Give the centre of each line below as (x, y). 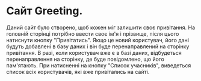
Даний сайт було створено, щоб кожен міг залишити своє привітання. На (101, 27)
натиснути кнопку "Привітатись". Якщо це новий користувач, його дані (98, 40)
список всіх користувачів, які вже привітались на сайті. (78, 71)
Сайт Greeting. (45, 11)
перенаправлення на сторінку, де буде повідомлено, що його (85, 59)
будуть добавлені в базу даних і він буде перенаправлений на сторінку (98, 46)
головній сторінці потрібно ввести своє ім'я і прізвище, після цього (93, 33)
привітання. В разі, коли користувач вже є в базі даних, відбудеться (94, 52)
